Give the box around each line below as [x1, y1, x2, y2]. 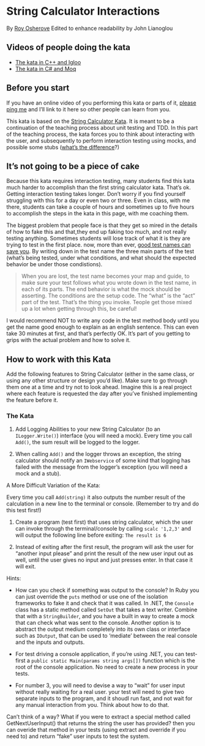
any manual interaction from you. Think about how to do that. [15, 701, 170, 709]
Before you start [6, 83, 70, 93]
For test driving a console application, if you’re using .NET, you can [15, 651, 185, 658]
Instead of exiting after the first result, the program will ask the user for [15, 543, 194, 551]
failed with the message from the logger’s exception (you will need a [15, 463, 188, 471]
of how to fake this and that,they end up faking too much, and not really [6, 228, 187, 236]
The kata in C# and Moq [15, 65, 76, 72]
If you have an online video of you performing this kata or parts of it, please [6, 99, 197, 106]
